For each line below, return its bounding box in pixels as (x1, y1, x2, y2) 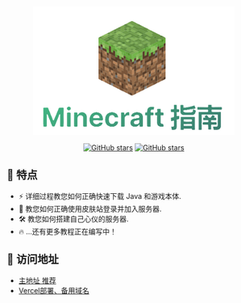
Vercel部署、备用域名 (18, 285, 89, 295)
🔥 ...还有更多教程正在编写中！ (18, 226, 118, 236)
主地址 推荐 (18, 276, 56, 285)
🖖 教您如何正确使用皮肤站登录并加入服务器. (18, 204, 162, 213)
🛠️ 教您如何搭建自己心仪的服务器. (18, 213, 129, 224)
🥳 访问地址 (6, 253, 59, 267)
